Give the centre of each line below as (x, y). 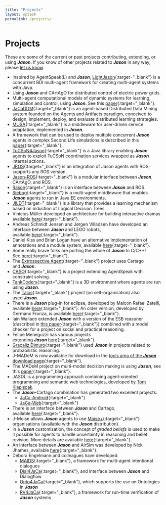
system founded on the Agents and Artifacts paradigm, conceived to (82, 114)
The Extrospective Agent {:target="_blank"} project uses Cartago (78, 261)
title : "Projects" (24, 10)
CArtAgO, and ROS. (32, 182)
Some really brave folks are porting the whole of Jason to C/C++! (79, 251)
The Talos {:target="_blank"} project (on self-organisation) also (76, 293)
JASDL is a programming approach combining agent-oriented (75, 377)
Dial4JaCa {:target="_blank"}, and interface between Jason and (84, 471)
